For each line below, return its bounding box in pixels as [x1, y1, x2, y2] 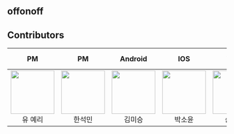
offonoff [7, 6, 44, 17]
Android [119, 54, 148, 64]
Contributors [7, 29, 65, 41]
